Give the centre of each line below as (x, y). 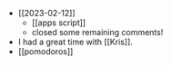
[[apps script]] (59, 23)
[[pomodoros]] (46, 52)
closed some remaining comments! (97, 32)
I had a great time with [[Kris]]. (76, 42)
